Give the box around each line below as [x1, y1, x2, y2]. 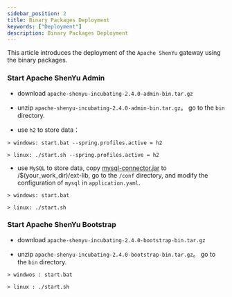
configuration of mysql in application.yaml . [17, 178, 141, 187]
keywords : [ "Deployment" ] [7, 23, 82, 30]
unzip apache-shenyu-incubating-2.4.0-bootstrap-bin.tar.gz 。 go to [17, 250, 216, 258]
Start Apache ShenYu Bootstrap [7, 220, 116, 230]
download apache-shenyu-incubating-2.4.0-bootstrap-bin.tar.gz [17, 235, 206, 244]
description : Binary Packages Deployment [7, 29, 129, 37]
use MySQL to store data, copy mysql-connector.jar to [17, 164, 168, 172]
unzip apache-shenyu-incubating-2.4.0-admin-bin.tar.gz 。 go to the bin [17, 103, 225, 112]
